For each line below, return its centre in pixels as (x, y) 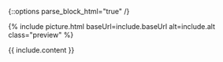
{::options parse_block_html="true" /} (69, 11)
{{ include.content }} (41, 50)
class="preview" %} (41, 35)
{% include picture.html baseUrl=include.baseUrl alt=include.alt (111, 26)
